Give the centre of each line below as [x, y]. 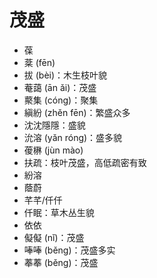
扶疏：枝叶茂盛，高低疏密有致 [85, 162]
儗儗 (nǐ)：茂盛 [54, 237]
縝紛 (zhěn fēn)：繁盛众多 [77, 112]
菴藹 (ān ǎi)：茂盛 [60, 87]
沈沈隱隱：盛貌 [54, 125]
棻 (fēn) [39, 62]
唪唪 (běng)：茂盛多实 [69, 250]
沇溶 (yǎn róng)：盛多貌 [73, 137]
